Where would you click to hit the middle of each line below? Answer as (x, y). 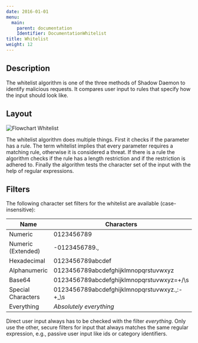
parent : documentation (44, 28)
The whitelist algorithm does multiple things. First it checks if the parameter (98, 139)
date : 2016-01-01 (27, 12)
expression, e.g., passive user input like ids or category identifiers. (87, 334)
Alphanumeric (29, 270)
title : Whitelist (27, 39)
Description (28, 68)
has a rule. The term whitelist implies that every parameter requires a (90, 146)
